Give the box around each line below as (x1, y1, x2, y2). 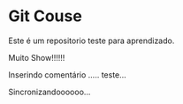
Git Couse (8, 6, 83, 26)
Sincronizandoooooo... (8, 86, 91, 97)
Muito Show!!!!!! (8, 52, 65, 63)
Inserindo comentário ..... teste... (8, 69, 127, 80)
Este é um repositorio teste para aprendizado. (8, 35, 175, 46)
